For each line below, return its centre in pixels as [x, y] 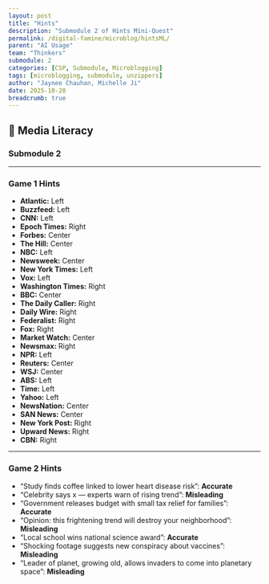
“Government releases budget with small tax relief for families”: [124, 503]
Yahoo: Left [39, 398]
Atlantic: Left [42, 201]
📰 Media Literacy [51, 131]
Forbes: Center [45, 235]
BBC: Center [40, 295]
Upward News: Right [54, 431]
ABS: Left [36, 380]
